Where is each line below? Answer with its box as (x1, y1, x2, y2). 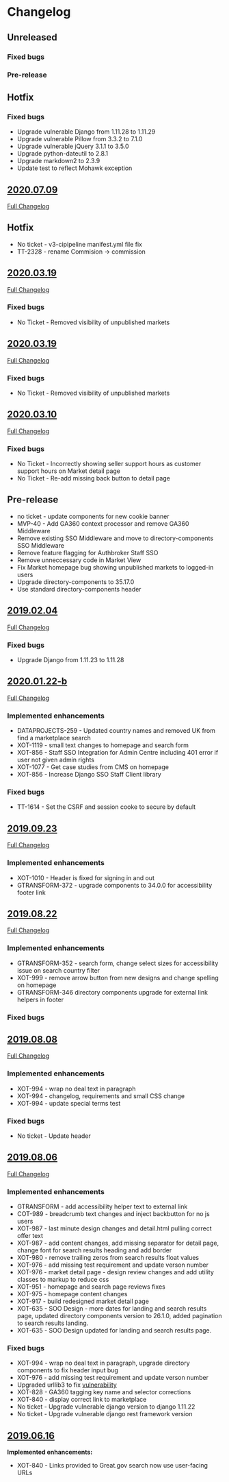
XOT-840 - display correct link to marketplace (16, 1396, 147, 1404)
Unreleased (7, 32, 58, 43)
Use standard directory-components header (16, 585, 142, 593)
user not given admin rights (16, 755, 94, 764)
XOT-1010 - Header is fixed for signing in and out (16, 873, 155, 882)
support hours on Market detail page (16, 467, 121, 475)
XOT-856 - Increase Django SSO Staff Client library (16, 770, 162, 779)
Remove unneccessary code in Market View (16, 556, 142, 564)
